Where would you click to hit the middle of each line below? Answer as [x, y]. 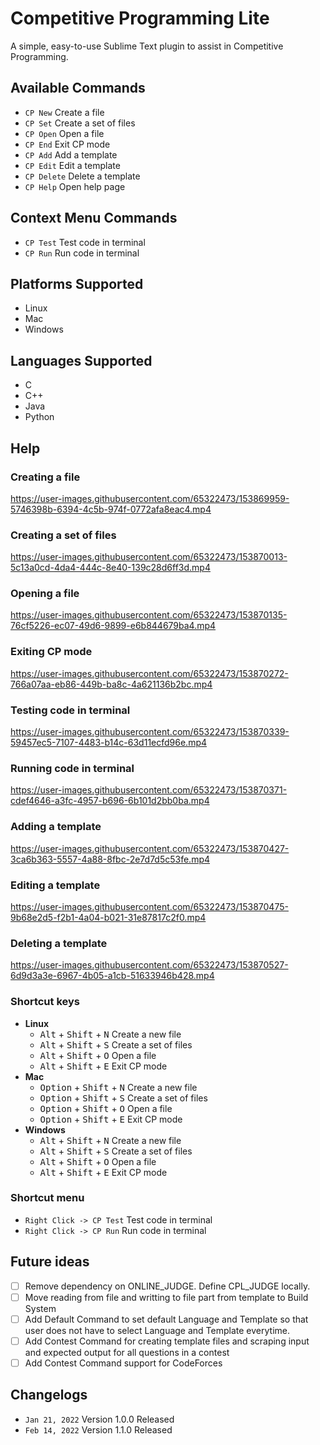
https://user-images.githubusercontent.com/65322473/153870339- [150, 732]
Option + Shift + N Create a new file [118, 1087]
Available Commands [78, 88]
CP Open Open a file [64, 133]
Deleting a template [59, 943]
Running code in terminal [72, 768]
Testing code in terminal [70, 710]
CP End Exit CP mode [67, 144]
